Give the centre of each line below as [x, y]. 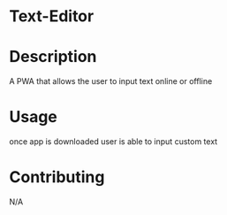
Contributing [57, 177]
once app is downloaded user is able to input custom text [113, 142]
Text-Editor [52, 16]
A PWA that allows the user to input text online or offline [111, 81]
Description [53, 57]
